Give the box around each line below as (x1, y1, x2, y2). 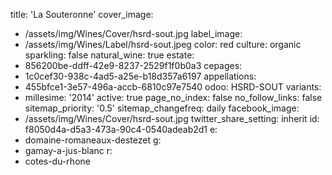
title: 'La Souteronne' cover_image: (10, 9, 154, 20)
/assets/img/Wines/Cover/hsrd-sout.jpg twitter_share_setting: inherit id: (24, 113, 320, 124)
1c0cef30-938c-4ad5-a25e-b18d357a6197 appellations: (24, 70, 257, 82)
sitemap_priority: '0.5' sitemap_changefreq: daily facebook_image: (24, 102, 300, 114)
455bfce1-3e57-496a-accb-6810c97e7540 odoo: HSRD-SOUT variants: (24, 81, 322, 93)
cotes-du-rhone (24, 155, 91, 167)
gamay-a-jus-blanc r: (24, 145, 113, 156)
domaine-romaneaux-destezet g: (24, 134, 162, 146)
